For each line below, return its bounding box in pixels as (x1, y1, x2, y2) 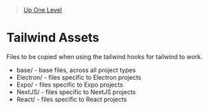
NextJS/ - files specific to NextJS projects (16, 87, 136, 96)
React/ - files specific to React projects (16, 95, 127, 103)
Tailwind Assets (6, 30, 100, 45)
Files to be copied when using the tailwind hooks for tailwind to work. (6, 52, 203, 60)
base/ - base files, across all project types (16, 65, 136, 74)
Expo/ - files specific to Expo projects (16, 80, 123, 89)
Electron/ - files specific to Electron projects (16, 73, 142, 81)
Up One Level (23, 6, 63, 14)
